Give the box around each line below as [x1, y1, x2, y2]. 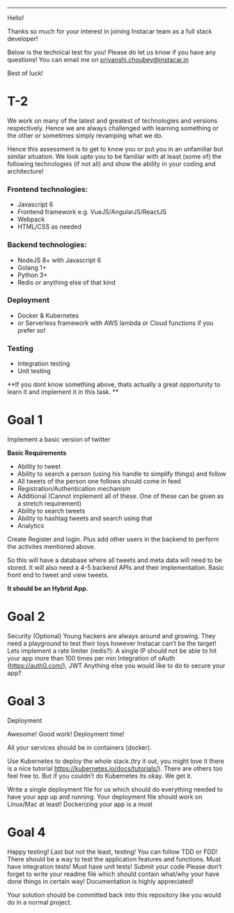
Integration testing [17, 359, 70, 368]
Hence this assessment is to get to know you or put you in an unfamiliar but [7, 144, 224, 153]
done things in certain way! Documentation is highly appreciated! [7, 877, 194, 885]
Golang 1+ [17, 263, 47, 271]
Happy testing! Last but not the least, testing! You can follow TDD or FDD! [7, 847, 218, 856]
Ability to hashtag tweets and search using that [17, 514, 153, 522]
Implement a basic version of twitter [7, 435, 111, 444]
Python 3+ [17, 271, 48, 279]
